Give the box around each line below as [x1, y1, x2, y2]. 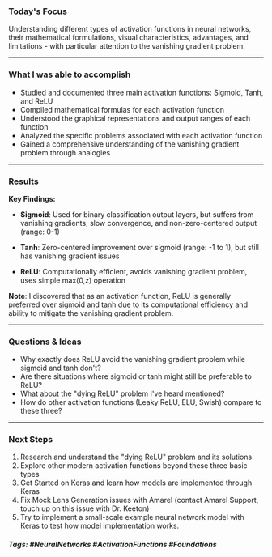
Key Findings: [8, 193, 56, 203]
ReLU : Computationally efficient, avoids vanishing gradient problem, [19, 266, 248, 276]
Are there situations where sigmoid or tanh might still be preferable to [19, 372, 253, 381]
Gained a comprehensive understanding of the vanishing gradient [19, 139, 240, 149]
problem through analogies [19, 147, 111, 157]
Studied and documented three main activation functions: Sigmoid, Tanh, [19, 87, 264, 97]
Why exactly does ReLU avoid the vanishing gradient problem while [19, 355, 245, 364]
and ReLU [19, 96, 53, 106]
